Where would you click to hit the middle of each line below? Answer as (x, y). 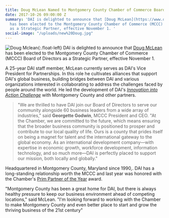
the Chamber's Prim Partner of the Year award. (54, 179)
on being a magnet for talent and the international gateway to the (85, 137)
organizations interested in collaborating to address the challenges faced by (84, 84)
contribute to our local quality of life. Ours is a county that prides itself (90, 131)
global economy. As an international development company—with (86, 142)
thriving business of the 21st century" (44, 210)
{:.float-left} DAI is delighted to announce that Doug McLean (100, 48)
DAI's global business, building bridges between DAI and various (72, 79)
